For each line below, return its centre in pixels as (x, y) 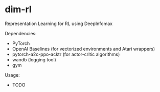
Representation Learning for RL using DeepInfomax (59, 24)
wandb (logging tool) (34, 59)
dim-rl (18, 9)
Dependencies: (21, 33)
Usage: (12, 75)
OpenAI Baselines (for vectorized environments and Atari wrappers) (84, 49)
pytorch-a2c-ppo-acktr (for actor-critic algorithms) (66, 54)
